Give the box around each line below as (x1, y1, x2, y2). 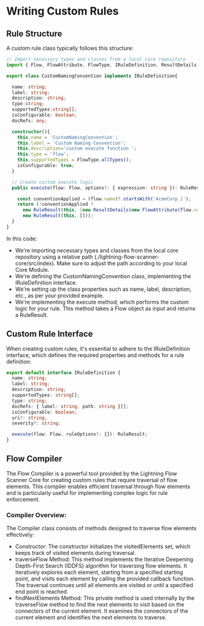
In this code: (6, 235, 38, 242)
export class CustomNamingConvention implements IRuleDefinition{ (6, 73, 178, 79)
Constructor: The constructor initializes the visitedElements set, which (15, 543, 191, 550)
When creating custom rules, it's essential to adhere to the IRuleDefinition (6, 345, 190, 352)
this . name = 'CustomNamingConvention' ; (17, 134, 118, 140)
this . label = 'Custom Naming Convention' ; (17, 140, 126, 146)
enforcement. (6, 495, 41, 503)
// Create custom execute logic (12, 179, 94, 185)
